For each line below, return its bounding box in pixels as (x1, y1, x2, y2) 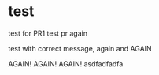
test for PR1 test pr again (8, 28, 88, 38)
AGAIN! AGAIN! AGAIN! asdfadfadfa (8, 58, 124, 69)
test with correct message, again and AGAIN (8, 43, 152, 53)
